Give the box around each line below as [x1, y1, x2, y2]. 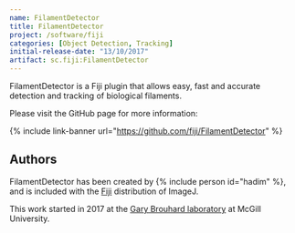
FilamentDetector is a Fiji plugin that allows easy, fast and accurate [9, 81, 261, 91]
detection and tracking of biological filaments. [9, 90, 183, 101]
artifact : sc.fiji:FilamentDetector [9, 56, 149, 65]
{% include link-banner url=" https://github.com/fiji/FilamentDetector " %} [9, 126, 283, 137]
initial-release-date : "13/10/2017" [9, 47, 149, 56]
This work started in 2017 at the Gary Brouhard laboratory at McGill [9, 203, 262, 214]
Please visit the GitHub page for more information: [9, 108, 198, 118]
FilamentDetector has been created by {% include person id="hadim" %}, [9, 176, 287, 187]
